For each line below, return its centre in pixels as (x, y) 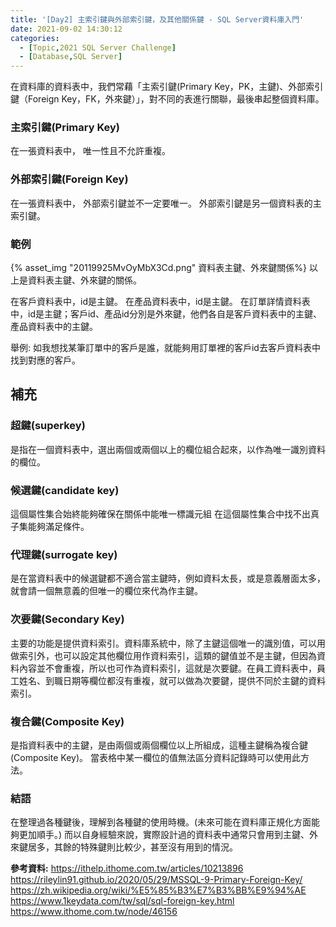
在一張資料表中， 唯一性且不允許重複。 (90, 151)
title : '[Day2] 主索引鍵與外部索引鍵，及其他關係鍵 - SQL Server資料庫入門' (157, 19)
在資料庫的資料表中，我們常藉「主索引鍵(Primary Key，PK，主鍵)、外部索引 (167, 87)
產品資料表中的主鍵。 (54, 327)
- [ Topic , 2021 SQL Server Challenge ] (98, 47)
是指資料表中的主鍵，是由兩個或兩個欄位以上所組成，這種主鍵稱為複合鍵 (159, 745)
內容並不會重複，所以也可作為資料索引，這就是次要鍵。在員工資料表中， (167, 668)
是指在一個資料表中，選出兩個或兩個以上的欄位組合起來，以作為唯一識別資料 (168, 449)
